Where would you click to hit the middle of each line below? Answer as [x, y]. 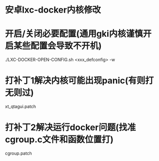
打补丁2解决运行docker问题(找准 [71, 127]
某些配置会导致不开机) [58, 46]
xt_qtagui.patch [21, 106]
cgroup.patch [19, 153]
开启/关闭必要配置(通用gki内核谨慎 [74, 34]
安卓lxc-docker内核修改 [53, 10]
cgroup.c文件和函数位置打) [59, 139]
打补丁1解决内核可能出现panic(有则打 [79, 81]
